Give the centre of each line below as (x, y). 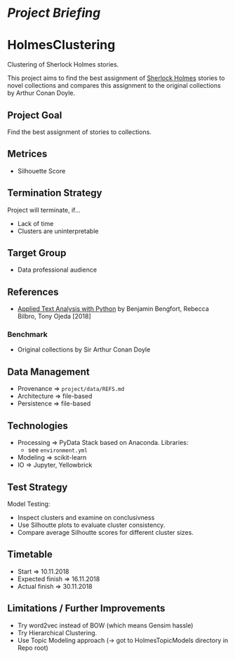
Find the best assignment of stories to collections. (80, 132)
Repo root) (33, 648)
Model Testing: (29, 504)
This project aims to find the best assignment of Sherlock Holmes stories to (116, 78)
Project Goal (35, 115)
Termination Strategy (55, 193)
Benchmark (27, 335)
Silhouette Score (41, 171)
